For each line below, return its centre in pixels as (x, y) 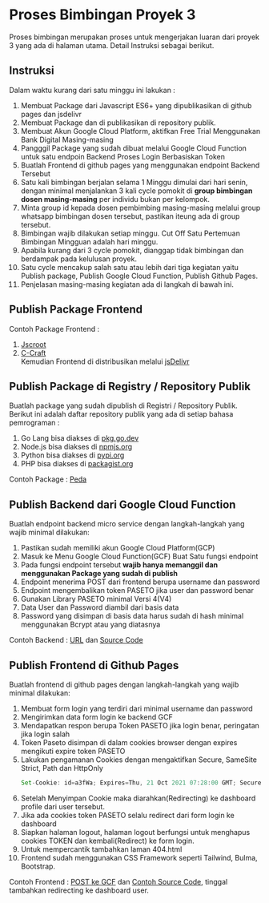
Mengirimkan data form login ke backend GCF (96, 717)
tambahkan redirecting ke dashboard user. (79, 890)
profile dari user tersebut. (62, 806)
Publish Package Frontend (76, 310)
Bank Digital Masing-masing (67, 139)
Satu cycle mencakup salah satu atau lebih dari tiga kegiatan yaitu (130, 267)
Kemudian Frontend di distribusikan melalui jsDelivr (105, 361)
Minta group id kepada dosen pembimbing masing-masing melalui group (141, 208)
